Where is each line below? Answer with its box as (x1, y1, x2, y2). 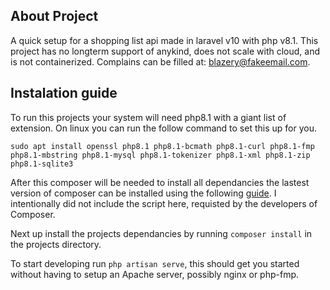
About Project (10, 8, 99, 25)
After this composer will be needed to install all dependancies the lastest (10, 176, 310, 188)
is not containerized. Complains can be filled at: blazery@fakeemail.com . (10, 55, 311, 68)
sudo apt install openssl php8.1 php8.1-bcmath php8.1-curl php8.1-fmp (10, 141, 315, 151)
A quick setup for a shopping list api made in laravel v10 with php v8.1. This (10, 34, 319, 46)
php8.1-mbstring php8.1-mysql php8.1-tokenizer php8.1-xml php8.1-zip (10, 150, 311, 160)
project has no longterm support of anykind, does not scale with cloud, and (10, 45, 321, 57)
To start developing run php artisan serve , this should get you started (10, 257, 300, 269)
